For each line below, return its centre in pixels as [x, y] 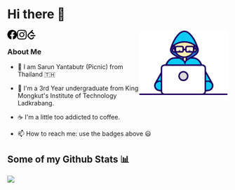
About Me [25, 52]
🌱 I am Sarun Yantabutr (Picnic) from [70, 67]
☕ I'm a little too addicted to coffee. [69, 117]
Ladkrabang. [36, 103]
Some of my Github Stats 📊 [68, 159]
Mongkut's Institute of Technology [67, 96]
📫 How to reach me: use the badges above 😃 [85, 134]
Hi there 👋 [36, 14]
